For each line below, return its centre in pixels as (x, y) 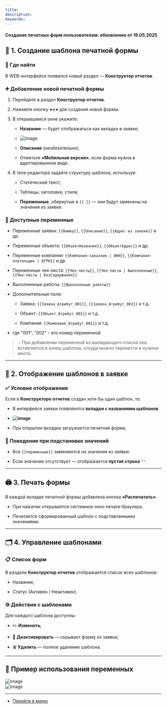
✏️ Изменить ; (27, 626)
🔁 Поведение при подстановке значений (57, 441)
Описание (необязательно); (49, 148)
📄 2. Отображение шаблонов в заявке (67, 374)
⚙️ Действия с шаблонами (39, 605)
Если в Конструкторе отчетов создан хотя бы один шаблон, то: (73, 399)
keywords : (15, 19)
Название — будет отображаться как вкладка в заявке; (79, 128)
